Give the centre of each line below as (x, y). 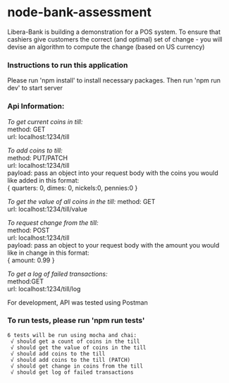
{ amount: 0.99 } (31, 260)
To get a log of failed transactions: (57, 274)
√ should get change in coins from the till (76, 366)
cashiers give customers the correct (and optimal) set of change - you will (115, 39)
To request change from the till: (53, 222)
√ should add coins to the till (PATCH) (70, 360)
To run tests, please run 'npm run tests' (76, 320)
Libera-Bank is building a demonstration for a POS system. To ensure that (114, 32)
